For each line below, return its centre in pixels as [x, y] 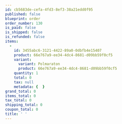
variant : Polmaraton [39, 64]
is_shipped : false [24, 32]
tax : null [24, 82]
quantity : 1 [26, 73]
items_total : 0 [21, 96]
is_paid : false [21, 28]
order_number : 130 [24, 23]
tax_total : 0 [18, 101]
